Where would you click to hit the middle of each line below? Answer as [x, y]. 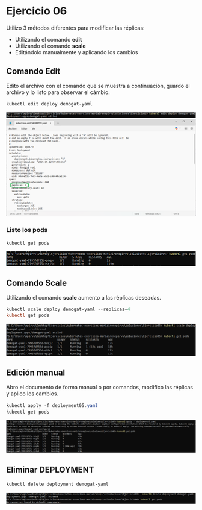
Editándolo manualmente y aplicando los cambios [76, 52]
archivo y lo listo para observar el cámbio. [58, 92]
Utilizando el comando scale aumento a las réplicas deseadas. [84, 297]
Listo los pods [27, 230]
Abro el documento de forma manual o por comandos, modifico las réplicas [100, 387]
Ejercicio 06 [37, 11]
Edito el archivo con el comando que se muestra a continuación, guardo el [98, 86]
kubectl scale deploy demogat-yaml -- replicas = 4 [68, 309]
